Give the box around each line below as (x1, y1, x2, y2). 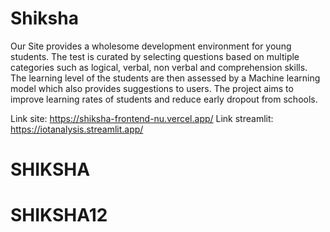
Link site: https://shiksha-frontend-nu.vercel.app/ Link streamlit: (10, 112, 274, 124)
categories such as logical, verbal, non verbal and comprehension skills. (10, 61, 308, 73)
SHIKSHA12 (10, 204, 108, 227)
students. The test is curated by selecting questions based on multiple (10, 50, 300, 62)
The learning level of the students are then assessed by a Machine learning (10, 72, 321, 84)
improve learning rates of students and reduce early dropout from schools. (10, 93, 318, 105)
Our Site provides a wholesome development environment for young (10, 40, 292, 52)
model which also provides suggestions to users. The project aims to (10, 82, 294, 94)
